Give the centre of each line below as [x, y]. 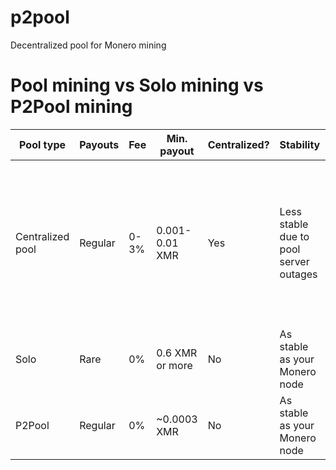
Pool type [43, 144]
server [294, 261]
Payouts [99, 144]
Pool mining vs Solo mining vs [137, 85]
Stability [300, 144]
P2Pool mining [71, 107]
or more [174, 365]
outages [298, 274]
